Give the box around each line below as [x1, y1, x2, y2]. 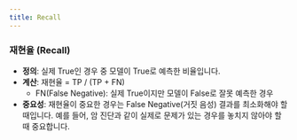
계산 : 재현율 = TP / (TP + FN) [21, 76, 126, 87]
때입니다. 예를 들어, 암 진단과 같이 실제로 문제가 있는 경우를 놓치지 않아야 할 [21, 110, 282, 121]
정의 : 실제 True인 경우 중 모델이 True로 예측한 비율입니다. [21, 66, 221, 76]
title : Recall [9, 12, 62, 22]
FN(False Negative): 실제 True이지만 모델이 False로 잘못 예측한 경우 [35, 88, 274, 98]
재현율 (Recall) [9, 43, 71, 56]
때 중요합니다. [21, 121, 71, 131]
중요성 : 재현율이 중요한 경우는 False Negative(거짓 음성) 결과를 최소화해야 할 [21, 98, 288, 109]
